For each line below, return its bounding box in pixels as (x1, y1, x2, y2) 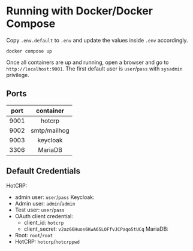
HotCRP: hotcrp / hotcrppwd (14, 238, 80, 245)
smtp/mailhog (31, 126, 70, 134)
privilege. (6, 71, 29, 78)
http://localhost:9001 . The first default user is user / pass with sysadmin (6, 65, 183, 72)
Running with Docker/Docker (6, 4, 153, 18)
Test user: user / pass (14, 206, 65, 213)
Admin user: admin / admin (14, 200, 76, 207)
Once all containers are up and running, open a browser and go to (6, 59, 169, 66)
